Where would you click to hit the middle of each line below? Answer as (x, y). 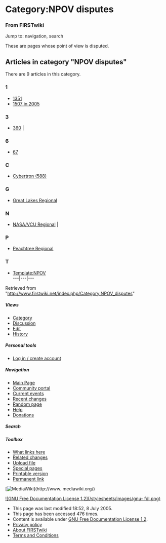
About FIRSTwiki (30, 530)
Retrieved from (21, 288)
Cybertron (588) (30, 176)
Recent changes (30, 399)
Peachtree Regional (33, 249)
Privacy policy (27, 524)
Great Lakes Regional (35, 200)
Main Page (24, 382)
